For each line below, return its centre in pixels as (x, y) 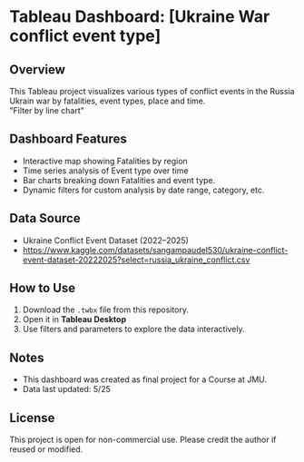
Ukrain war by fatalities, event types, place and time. (108, 101)
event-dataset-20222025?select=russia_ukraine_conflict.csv (136, 260)
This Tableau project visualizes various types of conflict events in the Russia (152, 91)
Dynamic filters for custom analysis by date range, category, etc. (143, 190)
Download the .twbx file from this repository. (105, 310)
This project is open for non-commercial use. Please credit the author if (143, 440)
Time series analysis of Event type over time (105, 171)
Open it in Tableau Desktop (74, 319)
